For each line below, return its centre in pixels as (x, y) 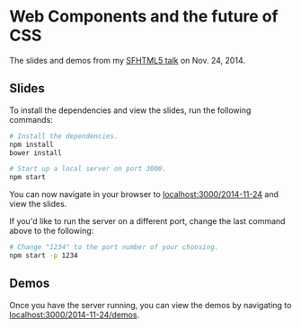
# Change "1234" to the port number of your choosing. (114, 247)
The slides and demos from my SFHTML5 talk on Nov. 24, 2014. (127, 60)
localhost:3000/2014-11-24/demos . (75, 315)
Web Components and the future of (144, 17)
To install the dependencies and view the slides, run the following (130, 110)
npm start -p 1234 (44, 255)
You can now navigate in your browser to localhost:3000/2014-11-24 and (144, 194)
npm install (31, 144)
